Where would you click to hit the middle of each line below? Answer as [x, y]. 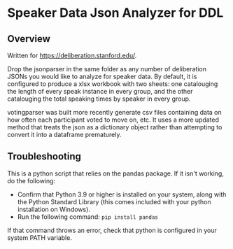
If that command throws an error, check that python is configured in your [112, 230]
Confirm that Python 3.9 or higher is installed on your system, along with [122, 194]
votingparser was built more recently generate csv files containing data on [114, 112]
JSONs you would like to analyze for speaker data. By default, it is [102, 76]
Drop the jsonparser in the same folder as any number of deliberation [107, 69]
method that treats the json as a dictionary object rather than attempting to [115, 127]
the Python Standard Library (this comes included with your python [114, 201]
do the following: [31, 180]
